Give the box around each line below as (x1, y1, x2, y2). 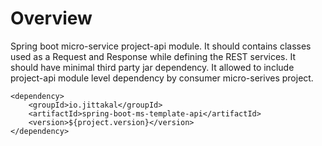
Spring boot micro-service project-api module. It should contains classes (10, 40, 312, 52)
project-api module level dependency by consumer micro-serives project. (10, 72, 314, 84)
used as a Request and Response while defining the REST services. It (10, 50, 296, 62)
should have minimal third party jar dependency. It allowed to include (10, 61, 295, 73)
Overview (10, 7, 93, 30)
